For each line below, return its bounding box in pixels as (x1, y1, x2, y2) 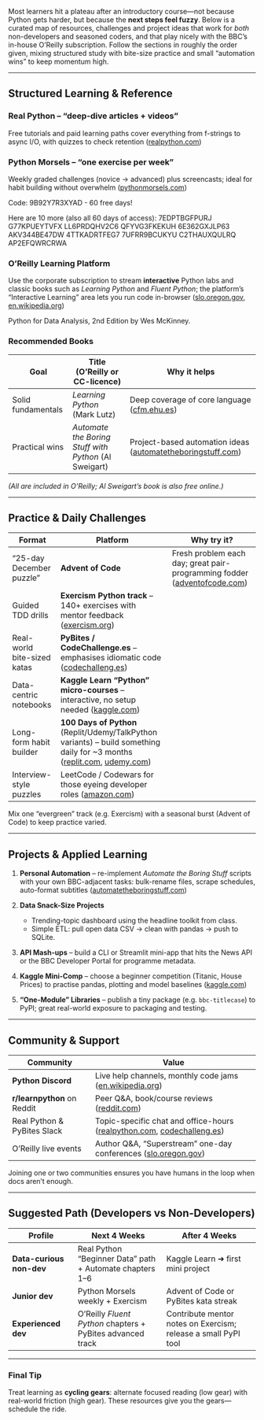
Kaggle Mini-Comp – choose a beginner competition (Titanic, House (19, 971, 242, 981)
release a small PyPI (166, 1328, 241, 1339)
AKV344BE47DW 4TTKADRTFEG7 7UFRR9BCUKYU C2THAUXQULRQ (8, 230, 236, 239)
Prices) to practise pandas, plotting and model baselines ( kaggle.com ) (19, 980, 247, 989)
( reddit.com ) (95, 1103, 141, 1114)
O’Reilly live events (12, 1143, 82, 1154)
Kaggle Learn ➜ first (166, 1253, 241, 1264)
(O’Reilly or (75, 366, 119, 377)
